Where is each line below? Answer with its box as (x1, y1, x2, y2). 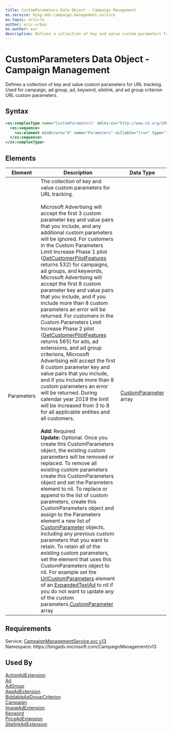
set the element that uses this (40, 556, 112, 563)
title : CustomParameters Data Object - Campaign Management (5, 7, 137, 13)
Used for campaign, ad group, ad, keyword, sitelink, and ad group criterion (5, 87, 163, 93)
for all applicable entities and (40, 408, 110, 415)
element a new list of (40, 517, 91, 524)
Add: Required (40, 428, 76, 435)
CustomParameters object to (40, 562, 110, 569)
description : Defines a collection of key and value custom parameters (5, 31, 161, 36)
